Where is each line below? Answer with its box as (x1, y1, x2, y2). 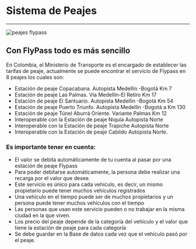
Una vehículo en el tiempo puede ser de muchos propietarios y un (14, 194, 174, 201)
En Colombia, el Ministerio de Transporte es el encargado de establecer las (6, 61, 187, 68)
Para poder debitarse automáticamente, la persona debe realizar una (14, 169, 180, 176)
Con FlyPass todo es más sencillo (6, 45, 130, 56)
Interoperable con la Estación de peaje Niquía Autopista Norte (14, 115, 163, 123)
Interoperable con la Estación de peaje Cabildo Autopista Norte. (14, 128, 168, 135)
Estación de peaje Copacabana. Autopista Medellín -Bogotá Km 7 (14, 85, 172, 92)
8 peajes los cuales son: (6, 73, 64, 80)
